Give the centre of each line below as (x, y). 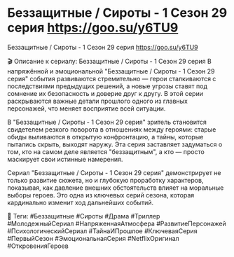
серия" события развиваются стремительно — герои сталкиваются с (112, 78)
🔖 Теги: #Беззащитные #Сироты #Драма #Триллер (84, 216)
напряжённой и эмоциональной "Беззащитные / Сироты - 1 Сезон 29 (111, 71)
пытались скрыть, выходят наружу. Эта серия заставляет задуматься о (115, 144)
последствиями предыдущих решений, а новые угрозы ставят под (108, 86)
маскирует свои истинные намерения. (65, 159)
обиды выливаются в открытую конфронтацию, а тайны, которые (105, 137)
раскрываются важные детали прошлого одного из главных (97, 101)
